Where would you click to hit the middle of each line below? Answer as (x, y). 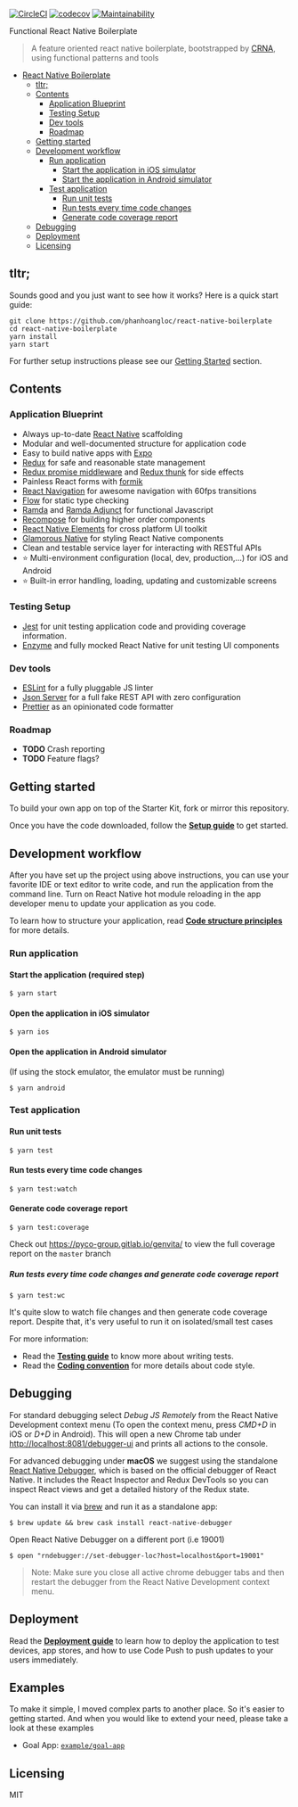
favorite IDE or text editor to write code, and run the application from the (141, 885)
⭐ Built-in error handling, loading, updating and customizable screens (149, 581)
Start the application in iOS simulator (129, 170)
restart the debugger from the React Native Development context (150, 1581)
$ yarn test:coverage (49, 1228)
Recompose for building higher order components (114, 519)
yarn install (33, 336)
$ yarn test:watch (43, 1189)
